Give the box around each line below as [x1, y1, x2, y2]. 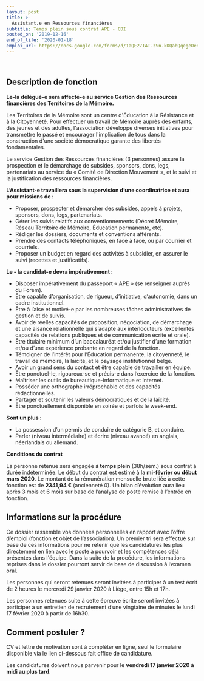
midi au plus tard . [6, 668, 51, 676]
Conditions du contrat [6, 450, 63, 458]
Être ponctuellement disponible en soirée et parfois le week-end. [15, 402, 177, 410]
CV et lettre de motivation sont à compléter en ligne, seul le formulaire [6, 643, 182, 651]
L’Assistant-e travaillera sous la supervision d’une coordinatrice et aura [6, 186, 190, 194]
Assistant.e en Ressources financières [12, 20, 113, 26]
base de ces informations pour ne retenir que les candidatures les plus [6, 541, 183, 548]
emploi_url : [6, 43, 36, 49]
